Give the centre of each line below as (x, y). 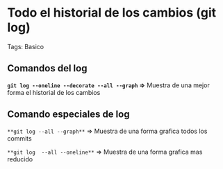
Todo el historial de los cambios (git (112, 13)
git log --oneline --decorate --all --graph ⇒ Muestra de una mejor (108, 85)
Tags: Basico (26, 46)
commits (20, 138)
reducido (20, 159)
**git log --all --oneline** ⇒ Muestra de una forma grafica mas (105, 152)
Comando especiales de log (68, 115)
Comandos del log (47, 68)
